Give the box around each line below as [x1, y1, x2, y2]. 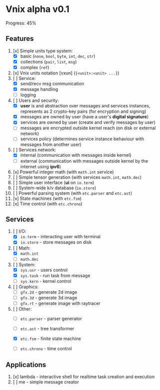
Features [5, 34, 34, 43]
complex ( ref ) [20, 64, 49, 70]
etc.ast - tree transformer [20, 326, 74, 332]
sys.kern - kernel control [20, 278, 72, 284]
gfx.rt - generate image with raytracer [20, 300, 101, 306]
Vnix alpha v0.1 [5, 3, 70, 15]
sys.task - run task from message [20, 272, 91, 278]
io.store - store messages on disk [20, 239, 92, 245]
